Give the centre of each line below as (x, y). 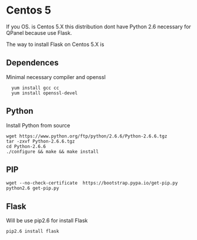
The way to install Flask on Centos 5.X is (55, 44)
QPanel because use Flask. (39, 32)
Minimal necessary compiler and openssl (56, 77)
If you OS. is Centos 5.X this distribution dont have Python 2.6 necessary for (99, 27)
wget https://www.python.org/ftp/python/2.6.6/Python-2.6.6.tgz (87, 136)
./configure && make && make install (52, 152)
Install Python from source (38, 125)
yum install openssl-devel (45, 93)
